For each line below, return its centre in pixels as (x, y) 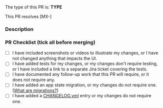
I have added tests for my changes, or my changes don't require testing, (85, 64)
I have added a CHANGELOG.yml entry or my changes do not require (82, 96)
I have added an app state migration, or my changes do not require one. (84, 85)
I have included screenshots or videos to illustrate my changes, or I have (85, 53)
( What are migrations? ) (35, 90)
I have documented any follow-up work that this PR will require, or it (81, 74)
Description (19, 29)
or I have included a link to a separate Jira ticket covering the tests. (80, 69)
